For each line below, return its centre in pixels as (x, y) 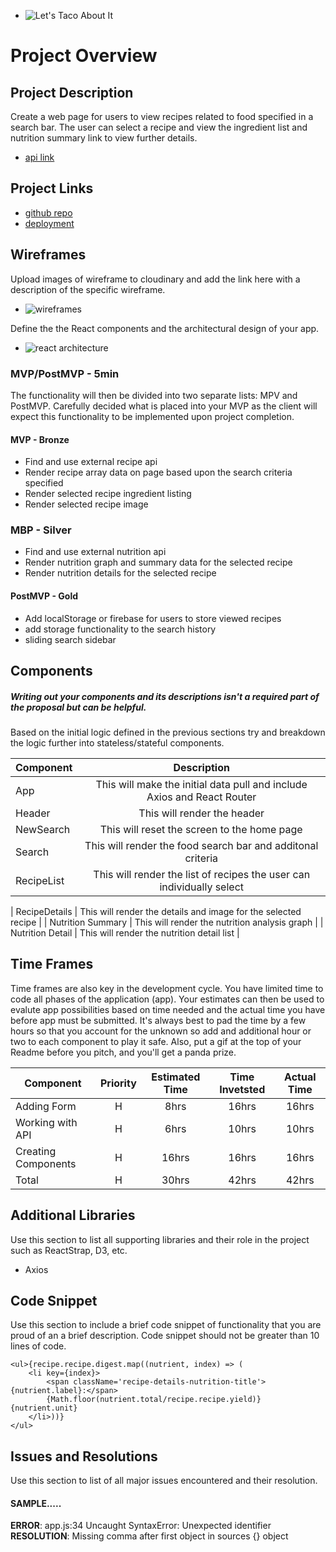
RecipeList (40, 880)
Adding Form (46, 1106)
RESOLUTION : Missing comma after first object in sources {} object (149, 1536)
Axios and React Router (201, 797)
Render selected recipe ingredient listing (108, 494)
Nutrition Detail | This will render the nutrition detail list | (125, 932)
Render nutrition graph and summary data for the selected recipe (158, 562)
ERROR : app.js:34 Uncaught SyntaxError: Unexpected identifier (141, 1526)
